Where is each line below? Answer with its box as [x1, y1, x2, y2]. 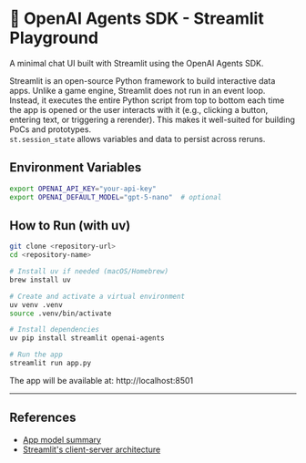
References [9, 410, 76, 426]
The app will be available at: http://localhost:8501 [9, 375, 194, 386]
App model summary [22, 434, 102, 445]
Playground [9, 27, 98, 48]
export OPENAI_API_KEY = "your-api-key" [9, 184, 157, 193]
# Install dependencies [9, 325, 100, 334]
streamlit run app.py [9, 359, 92, 368]
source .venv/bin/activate [9, 309, 112, 318]
